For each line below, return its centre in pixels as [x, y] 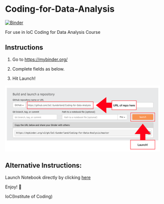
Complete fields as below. [38, 69]
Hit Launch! [24, 78]
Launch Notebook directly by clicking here [48, 177]
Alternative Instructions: [43, 166]
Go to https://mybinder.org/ [40, 59]
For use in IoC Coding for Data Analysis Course [53, 32]
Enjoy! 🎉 [14, 187]
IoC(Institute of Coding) [29, 196]
